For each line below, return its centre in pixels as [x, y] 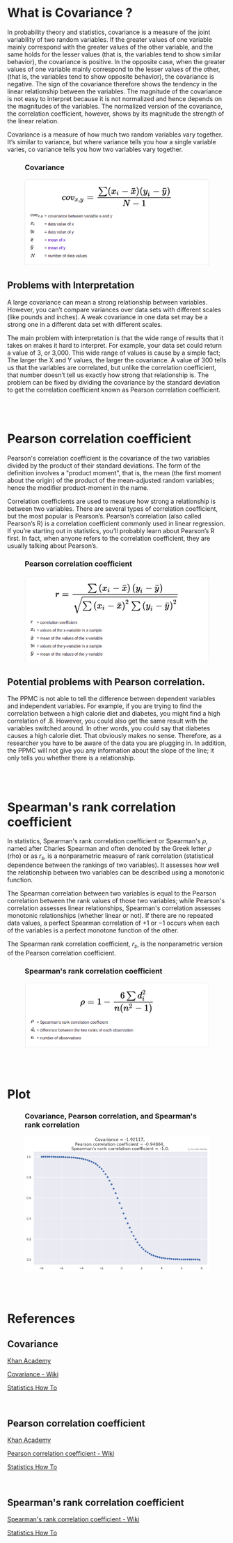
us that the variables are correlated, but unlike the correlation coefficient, [112, 367]
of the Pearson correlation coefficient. [62, 953]
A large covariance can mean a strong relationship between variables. [107, 302]
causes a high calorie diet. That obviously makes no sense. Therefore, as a [114, 736]
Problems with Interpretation [71, 285]
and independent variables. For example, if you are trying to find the [105, 706]
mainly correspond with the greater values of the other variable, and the [110, 47]
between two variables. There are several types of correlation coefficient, [112, 508]
